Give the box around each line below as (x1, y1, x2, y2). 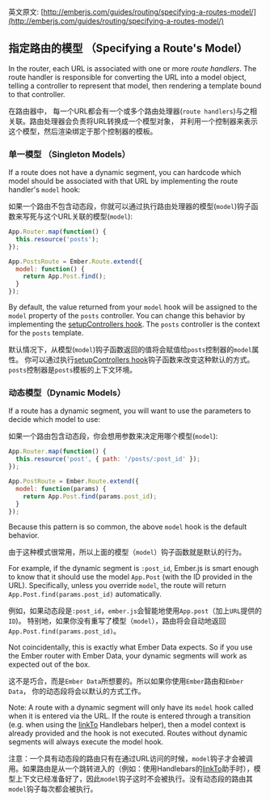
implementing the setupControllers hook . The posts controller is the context (8, 319, 260, 330)
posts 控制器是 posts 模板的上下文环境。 (8, 365, 137, 375)
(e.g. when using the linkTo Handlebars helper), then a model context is (8, 720, 247, 730)
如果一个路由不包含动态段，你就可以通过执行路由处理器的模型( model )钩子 (8, 202, 252, 211)
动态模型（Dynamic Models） (8, 387, 126, 398)
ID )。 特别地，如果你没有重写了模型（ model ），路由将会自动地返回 (8, 616, 226, 626)
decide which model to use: (8, 415, 101, 424)
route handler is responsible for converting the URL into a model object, (8, 72, 247, 82)
